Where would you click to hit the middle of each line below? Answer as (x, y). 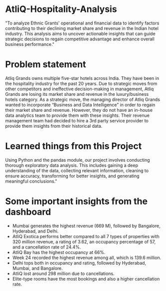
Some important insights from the (77, 201)
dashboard (28, 212)
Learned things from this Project (74, 146)
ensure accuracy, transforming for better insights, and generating (72, 176)
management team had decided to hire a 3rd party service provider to (77, 120)
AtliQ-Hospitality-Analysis (61, 9)
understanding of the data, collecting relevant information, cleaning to (77, 170)
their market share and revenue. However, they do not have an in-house (79, 110)
